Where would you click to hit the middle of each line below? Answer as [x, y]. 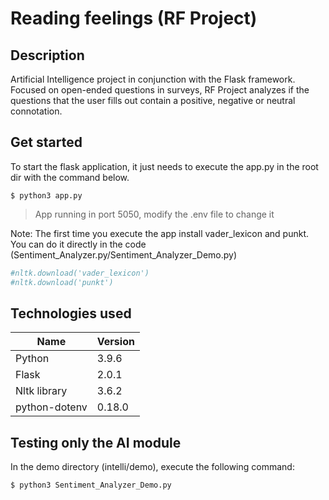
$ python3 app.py [46, 195]
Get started [46, 142]
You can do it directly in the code [78, 244]
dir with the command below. [70, 177]
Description [47, 55]
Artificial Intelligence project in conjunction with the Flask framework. [153, 79]
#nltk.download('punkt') [62, 282]
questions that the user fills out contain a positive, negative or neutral [153, 100]
